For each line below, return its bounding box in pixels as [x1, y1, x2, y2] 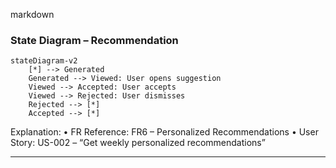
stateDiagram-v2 [10, 56, 78, 66]
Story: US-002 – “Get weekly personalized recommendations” [10, 137, 266, 149]
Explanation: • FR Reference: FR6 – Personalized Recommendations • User [10, 126, 319, 138]
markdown [10, 9, 55, 20]
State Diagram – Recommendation [10, 33, 179, 47]
